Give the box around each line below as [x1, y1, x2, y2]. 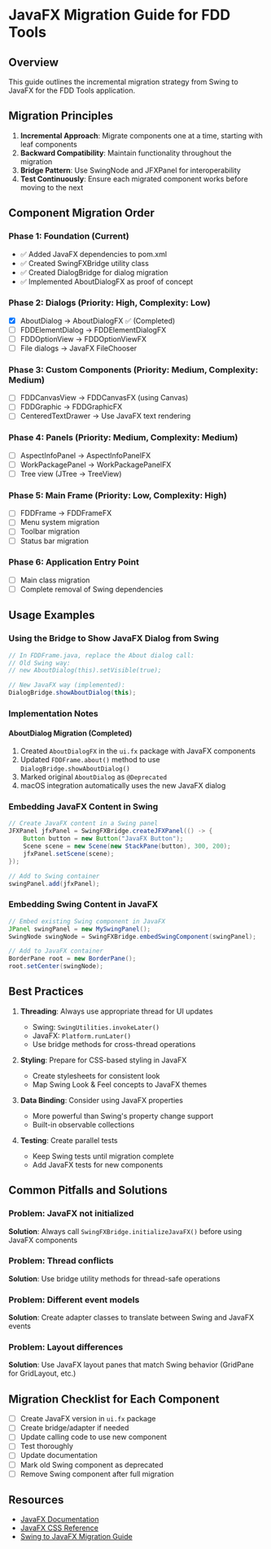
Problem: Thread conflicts [8, 1255, 114, 1267]
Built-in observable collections [32, 1119, 135, 1129]
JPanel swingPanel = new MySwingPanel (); [8, 925, 151, 933]
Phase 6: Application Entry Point [8, 556, 140, 568]
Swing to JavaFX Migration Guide [20, 1532, 133, 1542]
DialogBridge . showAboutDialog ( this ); [8, 689, 137, 697]
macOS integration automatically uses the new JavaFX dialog [20, 781, 226, 791]
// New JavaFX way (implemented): [8, 681, 126, 689]
